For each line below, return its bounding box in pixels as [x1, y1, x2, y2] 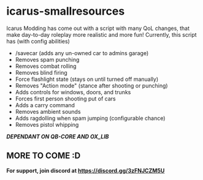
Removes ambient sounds [15, 108, 81, 115]
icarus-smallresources [6, 4, 125, 18]
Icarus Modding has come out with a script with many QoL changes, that [6, 24, 190, 32]
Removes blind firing [15, 69, 67, 76]
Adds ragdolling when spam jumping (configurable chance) [15, 114, 166, 122]
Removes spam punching [15, 56, 80, 63]
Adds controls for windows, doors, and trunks [15, 88, 131, 96]
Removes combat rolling [15, 62, 77, 70]
